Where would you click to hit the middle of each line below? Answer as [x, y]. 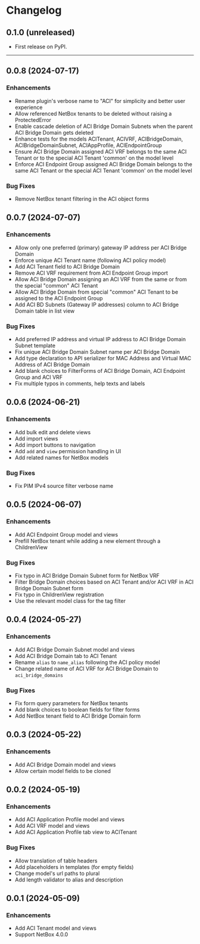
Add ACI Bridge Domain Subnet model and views [75, 649]
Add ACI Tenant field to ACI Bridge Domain [67, 266]
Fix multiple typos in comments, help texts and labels [80, 383]
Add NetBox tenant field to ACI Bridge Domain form [78, 716]
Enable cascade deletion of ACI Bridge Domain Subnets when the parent [104, 126]
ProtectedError [33, 120]
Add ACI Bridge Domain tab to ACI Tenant [66, 656]
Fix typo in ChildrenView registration [59, 594]
